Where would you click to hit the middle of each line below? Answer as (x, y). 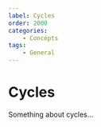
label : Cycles (32, 16)
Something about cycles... (51, 114)
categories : (28, 30)
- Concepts (41, 38)
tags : (17, 46)
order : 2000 (28, 23)
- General (39, 53)
